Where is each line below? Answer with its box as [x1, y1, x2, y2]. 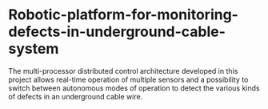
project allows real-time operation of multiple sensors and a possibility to [8, 75, 249, 84]
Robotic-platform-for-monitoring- [8, 6, 238, 24]
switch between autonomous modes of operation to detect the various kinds [8, 83, 260, 93]
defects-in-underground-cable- [8, 22, 226, 41]
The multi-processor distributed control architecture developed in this [8, 66, 238, 75]
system [8, 40, 59, 58]
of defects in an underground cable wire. [8, 91, 143, 101]
